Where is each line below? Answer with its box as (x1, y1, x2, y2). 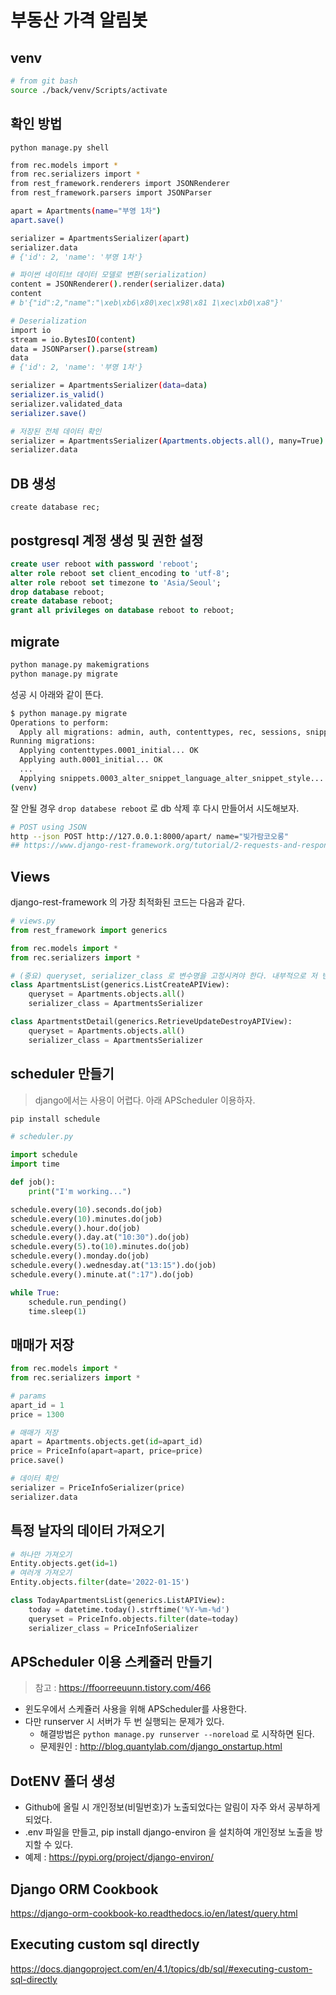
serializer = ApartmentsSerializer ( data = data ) (10, 381, 208, 391)
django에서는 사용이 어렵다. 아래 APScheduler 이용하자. (34, 1094, 256, 1106)
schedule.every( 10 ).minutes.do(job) (10, 1214, 163, 1224)
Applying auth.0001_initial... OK (19, 755, 163, 765)
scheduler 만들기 (10, 1066, 115, 1083)
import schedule (10, 1150, 78, 1160)
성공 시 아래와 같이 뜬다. (10, 688, 104, 700)
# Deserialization (10, 316, 87, 326)
